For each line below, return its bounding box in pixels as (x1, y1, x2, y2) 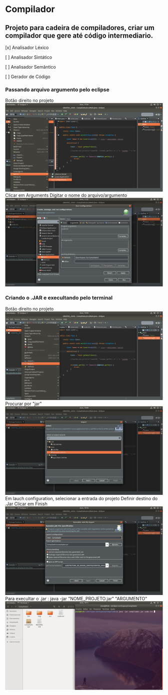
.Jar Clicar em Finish (5, 501, 47, 507)
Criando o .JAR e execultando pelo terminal (5, 294, 113, 301)
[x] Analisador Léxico (5, 45, 49, 51)
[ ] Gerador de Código (5, 74, 51, 80)
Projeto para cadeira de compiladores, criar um (5, 24, 155, 32)
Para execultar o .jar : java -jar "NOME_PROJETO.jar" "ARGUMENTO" (5, 595, 147, 601)
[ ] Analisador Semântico (5, 64, 56, 70)
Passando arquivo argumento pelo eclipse (5, 86, 109, 93)
